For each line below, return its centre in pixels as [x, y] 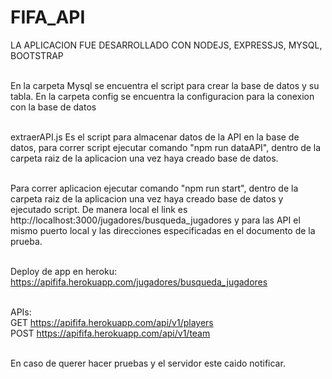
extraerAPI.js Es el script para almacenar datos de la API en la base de [155, 137]
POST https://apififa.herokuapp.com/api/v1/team [110, 333]
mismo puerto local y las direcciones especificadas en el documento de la [163, 230]
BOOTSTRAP [37, 55]
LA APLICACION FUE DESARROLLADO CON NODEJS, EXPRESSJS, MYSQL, [166, 45]
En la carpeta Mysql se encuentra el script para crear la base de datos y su [165, 85]
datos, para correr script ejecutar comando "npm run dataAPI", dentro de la [166, 147]
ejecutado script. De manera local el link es [99, 209]
